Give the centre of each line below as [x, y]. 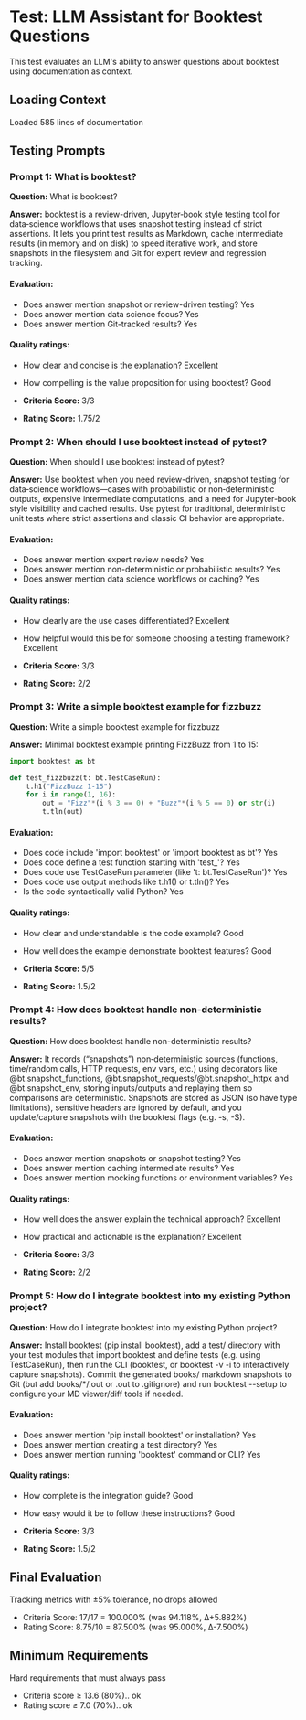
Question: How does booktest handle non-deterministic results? [131, 1041]
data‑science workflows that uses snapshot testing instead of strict [136, 224]
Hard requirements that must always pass [88, 1677]
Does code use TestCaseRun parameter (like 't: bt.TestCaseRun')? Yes [155, 872]
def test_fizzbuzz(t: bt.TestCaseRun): [85, 778]
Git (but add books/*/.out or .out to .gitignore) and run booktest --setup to [148, 1383]
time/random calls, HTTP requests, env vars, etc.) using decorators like [143, 1068]
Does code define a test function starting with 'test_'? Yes [131, 862]
